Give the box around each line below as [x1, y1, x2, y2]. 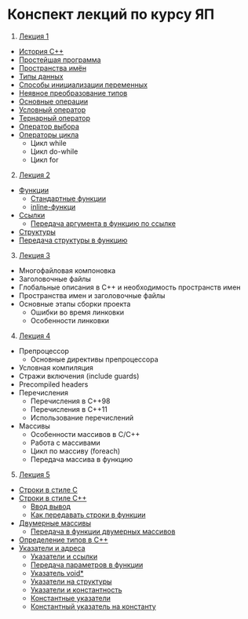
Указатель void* [30, 568, 84, 577]
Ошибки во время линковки [30, 308, 125, 317]
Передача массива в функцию [30, 454, 133, 464]
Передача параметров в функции [30, 559, 144, 570]
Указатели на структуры [30, 577, 112, 586]
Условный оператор [18, 104, 86, 115]
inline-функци [30, 202, 76, 211]
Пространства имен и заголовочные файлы [18, 290, 166, 300]
